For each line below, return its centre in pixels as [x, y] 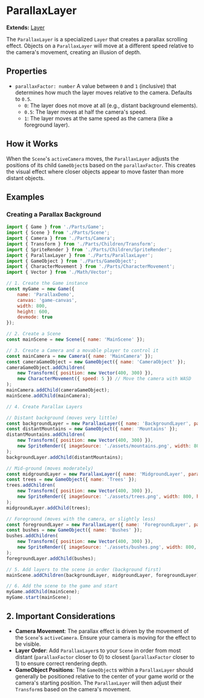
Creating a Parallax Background [54, 214]
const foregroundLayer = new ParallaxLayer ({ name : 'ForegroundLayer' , [99, 525]
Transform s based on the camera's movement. [73, 689]
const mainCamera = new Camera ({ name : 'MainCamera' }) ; [80, 356]
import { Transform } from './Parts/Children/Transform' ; [81, 244]
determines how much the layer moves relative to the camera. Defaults [104, 92]
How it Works [32, 144]
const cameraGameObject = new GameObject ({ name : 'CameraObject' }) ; [96, 362]
